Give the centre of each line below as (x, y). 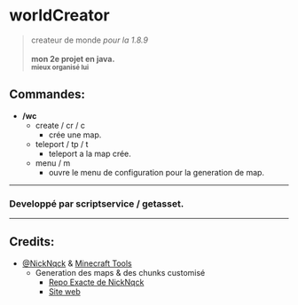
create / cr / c (60, 125)
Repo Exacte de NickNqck (96, 282)
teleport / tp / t (62, 144)
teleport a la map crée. (90, 153)
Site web (65, 291)
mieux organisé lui (60, 67)
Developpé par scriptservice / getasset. (97, 203)
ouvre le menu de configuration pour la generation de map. (156, 172)
